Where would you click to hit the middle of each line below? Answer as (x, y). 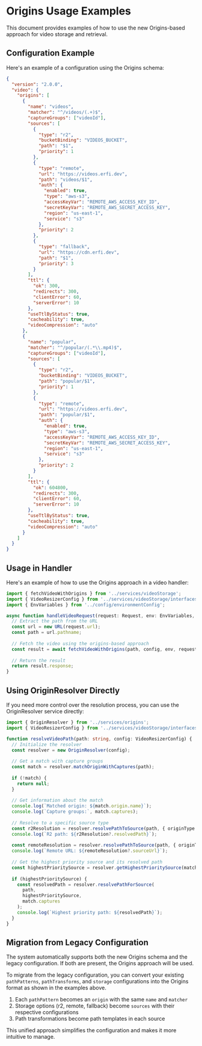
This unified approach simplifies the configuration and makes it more (91, 1030)
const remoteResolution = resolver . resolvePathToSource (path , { (94, 845)
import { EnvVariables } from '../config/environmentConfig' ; (86, 605)
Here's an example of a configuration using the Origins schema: (85, 67)
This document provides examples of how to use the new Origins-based (96, 28)
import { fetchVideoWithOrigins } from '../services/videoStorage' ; (94, 593)
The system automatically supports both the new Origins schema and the (97, 957)
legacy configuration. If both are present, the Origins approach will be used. (100, 963)
